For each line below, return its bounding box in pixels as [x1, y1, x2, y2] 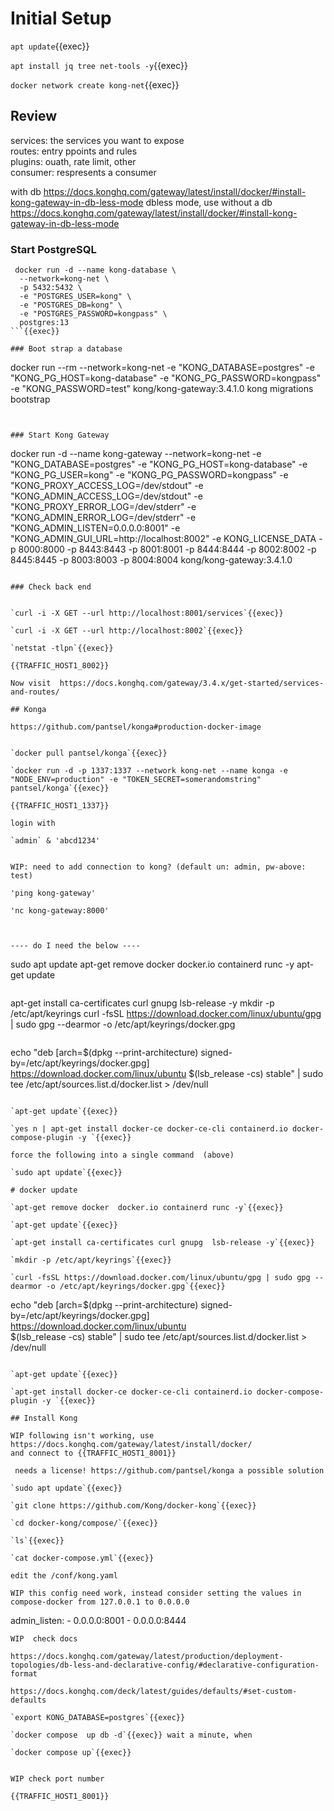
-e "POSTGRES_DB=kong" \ [19, 300, 123, 311]
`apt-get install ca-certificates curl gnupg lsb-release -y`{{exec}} [10, 1238, 315, 1248]
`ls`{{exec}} [10, 1536, 65, 1546]
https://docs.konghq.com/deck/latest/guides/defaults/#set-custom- [10, 1687, 298, 1697]
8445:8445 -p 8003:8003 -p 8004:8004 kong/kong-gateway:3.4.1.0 [10, 554, 293, 566]
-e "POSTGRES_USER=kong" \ [19, 292, 132, 302]
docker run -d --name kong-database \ [14, 265, 177, 276]
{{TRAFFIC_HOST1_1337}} [10, 801, 110, 811]
